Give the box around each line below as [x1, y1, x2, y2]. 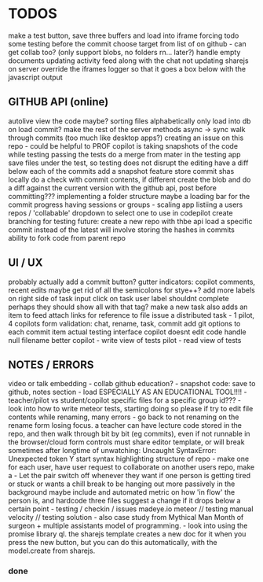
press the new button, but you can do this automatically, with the [8, 538, 217, 547]
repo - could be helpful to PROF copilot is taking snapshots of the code [8, 141, 238, 150]
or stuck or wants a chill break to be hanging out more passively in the [8, 479, 236, 488]
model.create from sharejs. [8, 546, 96, 555]
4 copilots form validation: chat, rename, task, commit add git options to [8, 319, 241, 328]
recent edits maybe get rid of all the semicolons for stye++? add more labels [8, 285, 255, 295]
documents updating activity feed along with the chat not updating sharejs [8, 56, 249, 65]
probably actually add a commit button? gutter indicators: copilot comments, [8, 277, 256, 286]
